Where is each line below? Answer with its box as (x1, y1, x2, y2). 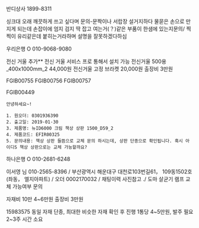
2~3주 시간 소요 (6, 216, 43, 223)
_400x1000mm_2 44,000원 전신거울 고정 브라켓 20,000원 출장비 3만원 (6, 65, 173, 72)
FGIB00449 (6, 88, 35, 96)
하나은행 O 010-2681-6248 (6, 156, 71, 162)
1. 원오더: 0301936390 (6, 113, 59, 119)
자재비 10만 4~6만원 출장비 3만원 (6, 195, 84, 202)
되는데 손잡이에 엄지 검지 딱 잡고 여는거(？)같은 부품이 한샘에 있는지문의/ (17, 26, 185, 32)
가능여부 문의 (12, 183, 43, 190)
